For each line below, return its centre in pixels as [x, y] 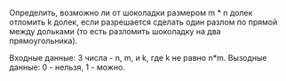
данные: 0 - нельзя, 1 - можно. [68, 67]
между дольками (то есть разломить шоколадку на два [115, 31]
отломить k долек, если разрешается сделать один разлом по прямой [143, 22]
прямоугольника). [44, 40]
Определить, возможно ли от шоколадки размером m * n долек [131, 13]
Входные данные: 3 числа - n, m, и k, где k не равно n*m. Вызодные [138, 58]
